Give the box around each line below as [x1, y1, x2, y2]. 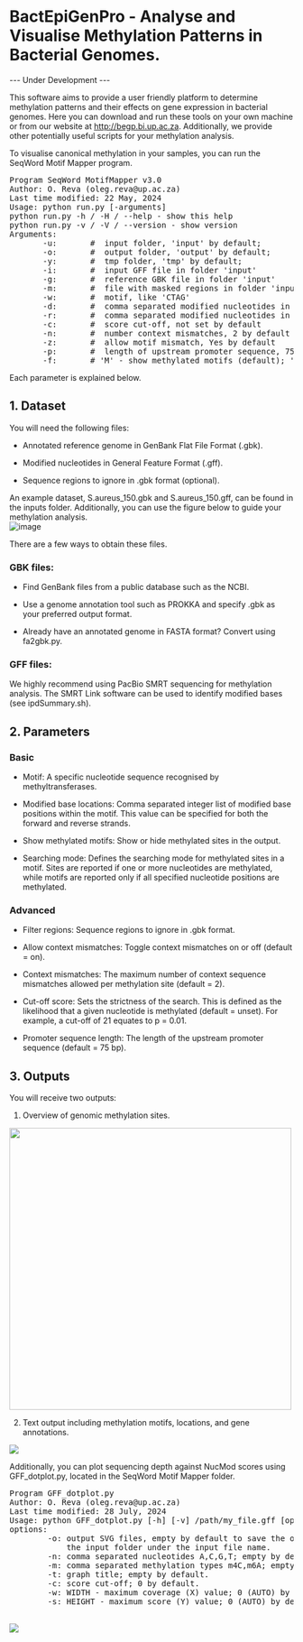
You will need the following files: [9, 422, 129, 433]
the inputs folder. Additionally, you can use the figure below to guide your [9, 502, 282, 512]
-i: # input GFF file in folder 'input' [42, 264, 257, 275]
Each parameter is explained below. [9, 372, 142, 383]
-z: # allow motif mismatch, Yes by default [42, 337, 277, 347]
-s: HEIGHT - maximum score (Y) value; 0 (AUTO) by [47, 1597, 281, 1607]
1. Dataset [9, 399, 66, 414]
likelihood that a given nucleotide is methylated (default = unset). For [22, 1006, 278, 1017]
